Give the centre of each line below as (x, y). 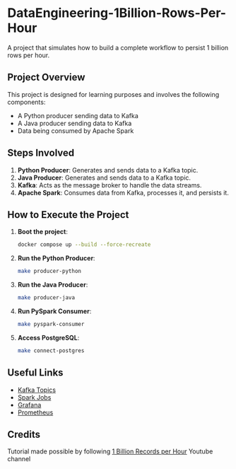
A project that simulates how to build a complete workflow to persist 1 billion (118, 47)
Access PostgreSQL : (48, 337)
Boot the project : (43, 232)
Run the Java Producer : (53, 285)
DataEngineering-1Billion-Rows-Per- (117, 13)
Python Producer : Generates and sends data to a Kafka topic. (108, 170)
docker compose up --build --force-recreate (84, 245)
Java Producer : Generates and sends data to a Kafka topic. (104, 178)
